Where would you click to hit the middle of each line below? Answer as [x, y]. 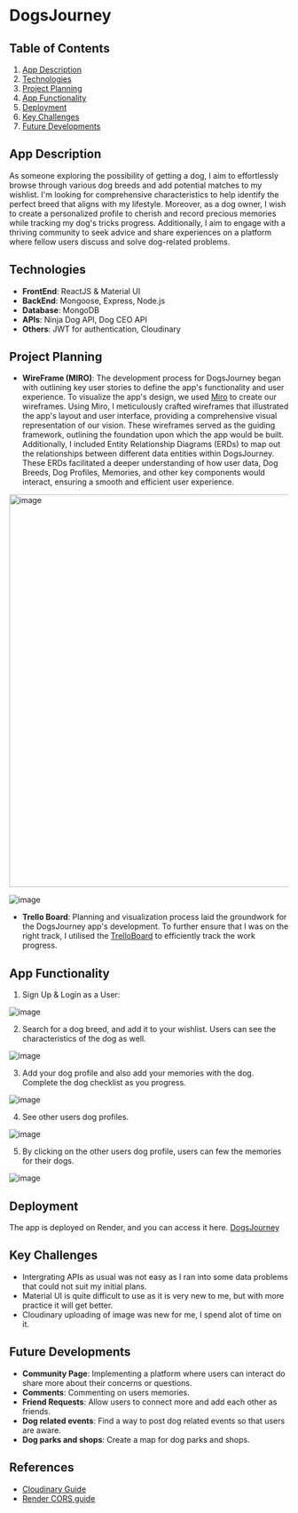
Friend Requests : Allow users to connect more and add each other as [149, 1402]
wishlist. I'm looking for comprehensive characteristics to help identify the [144, 194]
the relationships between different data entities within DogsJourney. [148, 453]
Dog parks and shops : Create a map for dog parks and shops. [136, 1439]
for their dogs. [48, 1161]
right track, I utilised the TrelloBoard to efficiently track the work [138, 936]
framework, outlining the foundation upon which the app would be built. [153, 435]
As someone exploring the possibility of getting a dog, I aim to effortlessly [144, 175]
